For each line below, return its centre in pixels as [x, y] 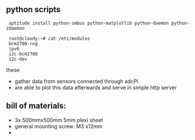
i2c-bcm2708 [23, 54]
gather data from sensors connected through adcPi [76, 81]
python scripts [33, 10]
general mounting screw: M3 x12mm [58, 126]
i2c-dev [18, 59]
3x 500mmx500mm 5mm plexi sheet [59, 120]
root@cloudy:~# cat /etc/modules [49, 38]
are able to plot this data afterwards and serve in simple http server [95, 87]
